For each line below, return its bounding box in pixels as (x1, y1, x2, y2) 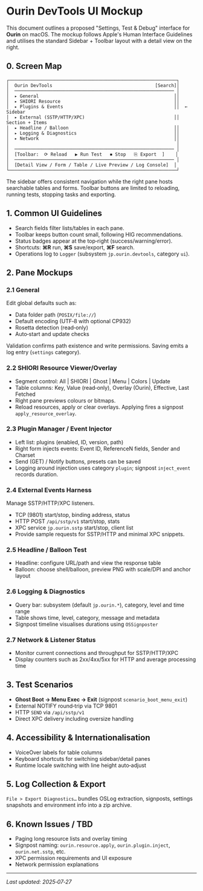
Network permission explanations (14, 861, 99, 868)
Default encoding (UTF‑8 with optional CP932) (14, 318, 131, 325)
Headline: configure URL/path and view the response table (14, 559, 161, 567)
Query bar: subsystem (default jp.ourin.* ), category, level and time (14, 601, 185, 608)
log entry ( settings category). (6, 349, 82, 356)
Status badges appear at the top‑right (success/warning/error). (14, 237, 173, 245)
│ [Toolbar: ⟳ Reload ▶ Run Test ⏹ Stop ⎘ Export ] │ (6, 151, 178, 157)
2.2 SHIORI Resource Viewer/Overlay (6, 364, 117, 372)
